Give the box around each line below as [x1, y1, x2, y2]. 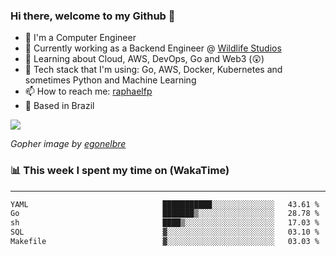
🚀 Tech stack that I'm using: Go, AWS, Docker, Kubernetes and [24, 64, 283, 76]
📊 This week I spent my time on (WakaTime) [10, 164, 230, 178]
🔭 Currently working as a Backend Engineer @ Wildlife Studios [24, 42, 282, 54]
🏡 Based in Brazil [24, 100, 95, 112]
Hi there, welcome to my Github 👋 [10, 9, 176, 23]
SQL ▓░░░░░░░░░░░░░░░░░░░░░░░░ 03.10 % [10, 227, 320, 238]
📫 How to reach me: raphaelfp [24, 85, 153, 98]
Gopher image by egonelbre [10, 138, 127, 150]
